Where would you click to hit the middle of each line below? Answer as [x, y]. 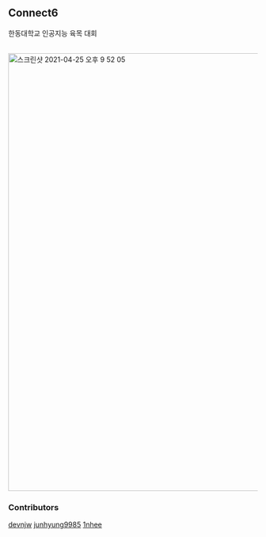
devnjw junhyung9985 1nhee [55, 525]
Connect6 [33, 13]
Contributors [34, 507]
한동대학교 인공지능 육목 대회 [53, 33]
